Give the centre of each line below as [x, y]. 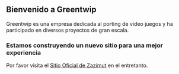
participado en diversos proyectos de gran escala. [68, 30]
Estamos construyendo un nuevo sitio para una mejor [84, 45]
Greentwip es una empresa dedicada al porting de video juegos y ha [90, 23]
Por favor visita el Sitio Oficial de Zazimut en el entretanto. [77, 65]
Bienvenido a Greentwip [51, 10]
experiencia [24, 52]
